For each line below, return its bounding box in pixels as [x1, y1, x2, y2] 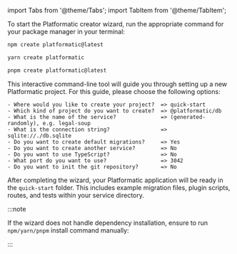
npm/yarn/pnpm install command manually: [7, 226, 130, 234]
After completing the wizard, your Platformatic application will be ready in [7, 176, 223, 184]
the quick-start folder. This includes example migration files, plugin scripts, [7, 183, 231, 191]
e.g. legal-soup [42, 120, 91, 127]
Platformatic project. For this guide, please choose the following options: [7, 87, 221, 95]
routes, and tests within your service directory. [7, 191, 145, 199]
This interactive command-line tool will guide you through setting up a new [7, 80, 228, 88]
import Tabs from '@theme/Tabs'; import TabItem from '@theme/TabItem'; [7, 6, 227, 14]
